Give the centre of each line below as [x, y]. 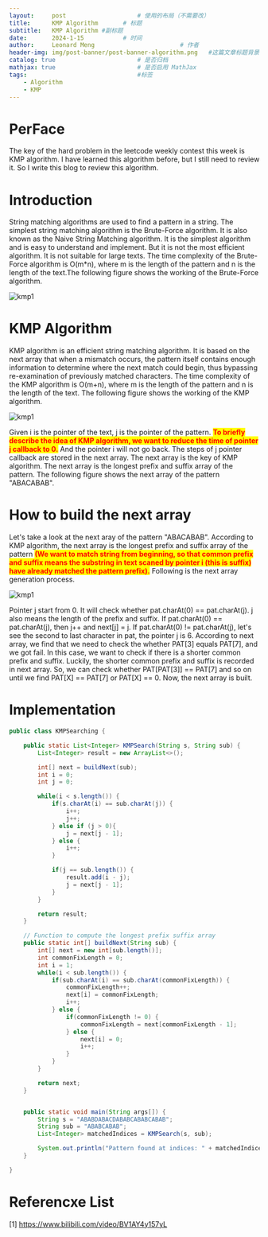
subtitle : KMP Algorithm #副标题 [66, 30]
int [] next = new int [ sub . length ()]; [100, 951]
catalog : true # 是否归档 [89, 60]
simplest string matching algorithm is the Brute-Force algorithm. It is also [128, 231]
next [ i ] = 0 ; [102, 1039]
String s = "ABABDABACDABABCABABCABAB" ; [105, 1119]
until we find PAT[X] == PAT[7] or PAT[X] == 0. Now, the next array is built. [131, 678]
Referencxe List [62, 1202]
